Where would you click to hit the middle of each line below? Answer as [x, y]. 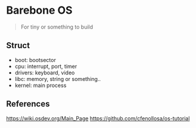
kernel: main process [41, 85]
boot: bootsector [35, 60]
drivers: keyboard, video [45, 73]
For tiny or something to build [57, 27]
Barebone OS [39, 10]
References [28, 104]
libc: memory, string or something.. [58, 79]
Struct [18, 46]
